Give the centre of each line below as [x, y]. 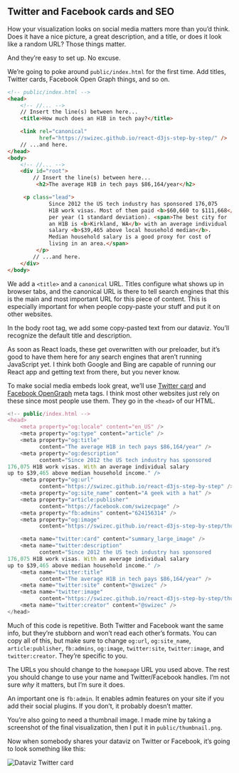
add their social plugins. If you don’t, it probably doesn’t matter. [100, 706]
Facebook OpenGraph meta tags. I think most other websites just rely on [113, 393]
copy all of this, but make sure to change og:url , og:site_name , [99, 641]
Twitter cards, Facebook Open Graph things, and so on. [89, 79]
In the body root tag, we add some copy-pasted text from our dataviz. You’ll [118, 327]
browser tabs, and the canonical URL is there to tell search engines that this [118, 291]
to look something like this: [47, 748]
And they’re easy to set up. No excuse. [64, 58]
